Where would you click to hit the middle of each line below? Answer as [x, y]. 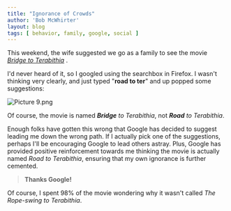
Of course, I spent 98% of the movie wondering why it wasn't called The [112, 193]
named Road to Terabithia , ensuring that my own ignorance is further [107, 159]
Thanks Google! [48, 180]
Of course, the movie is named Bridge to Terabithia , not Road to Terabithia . [116, 116]
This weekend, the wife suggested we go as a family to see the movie [107, 53]
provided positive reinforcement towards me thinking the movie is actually [113, 151]
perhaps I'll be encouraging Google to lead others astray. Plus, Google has [114, 144]
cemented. [23, 166]
